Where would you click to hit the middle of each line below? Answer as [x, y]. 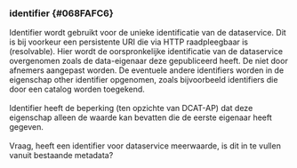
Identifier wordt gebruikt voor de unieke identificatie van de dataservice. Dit [148, 33]
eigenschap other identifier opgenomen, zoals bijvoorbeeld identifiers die [144, 80]
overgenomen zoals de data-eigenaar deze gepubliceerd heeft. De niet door [149, 61]
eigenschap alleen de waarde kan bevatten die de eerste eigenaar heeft [141, 117]
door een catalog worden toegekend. [77, 89]
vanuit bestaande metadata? [61, 156]
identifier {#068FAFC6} [61, 13]
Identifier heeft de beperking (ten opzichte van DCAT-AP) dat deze [131, 108]
